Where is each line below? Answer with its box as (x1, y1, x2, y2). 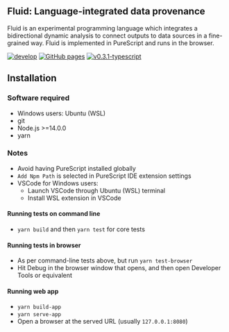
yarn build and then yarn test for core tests (17, 225, 146, 233)
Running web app (7, 287, 59, 295)
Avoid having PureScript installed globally (17, 164, 137, 172)
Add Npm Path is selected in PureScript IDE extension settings (17, 172, 192, 180)
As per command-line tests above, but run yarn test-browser (17, 256, 193, 265)
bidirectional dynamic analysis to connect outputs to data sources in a (7, 31, 207, 40)
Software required (7, 93, 70, 103)
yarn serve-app (17, 311, 62, 318)
